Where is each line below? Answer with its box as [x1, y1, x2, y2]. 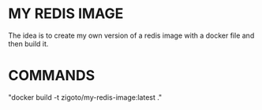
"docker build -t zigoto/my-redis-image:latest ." [8, 92, 163, 102]
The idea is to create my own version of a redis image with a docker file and [8, 31, 255, 40]
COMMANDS [8, 67, 95, 85]
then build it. [8, 38, 49, 48]
